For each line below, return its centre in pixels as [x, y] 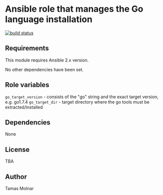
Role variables [27, 85]
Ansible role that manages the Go [74, 9]
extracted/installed [24, 107]
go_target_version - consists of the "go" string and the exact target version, [82, 97]
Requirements [27, 48]
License [17, 149]
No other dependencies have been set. [45, 69]
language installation [49, 19]
